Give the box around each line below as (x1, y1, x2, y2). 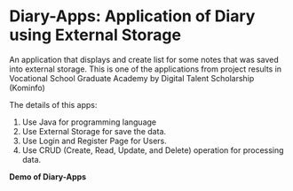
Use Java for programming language (21, 117, 157, 127)
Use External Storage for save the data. (21, 126, 167, 136)
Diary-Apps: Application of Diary (9, 6, 256, 27)
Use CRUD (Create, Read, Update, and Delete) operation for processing (21, 144, 284, 156)
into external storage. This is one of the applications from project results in (9, 64, 282, 74)
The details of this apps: (9, 99, 98, 110)
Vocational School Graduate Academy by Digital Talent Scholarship (9, 73, 255, 83)
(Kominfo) (9, 82, 46, 93)
